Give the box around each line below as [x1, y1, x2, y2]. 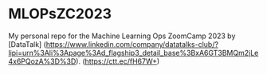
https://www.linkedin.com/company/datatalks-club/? [45, 39, 219, 49]
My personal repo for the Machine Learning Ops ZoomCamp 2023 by [8, 31, 236, 41]
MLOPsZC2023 [8, 5, 112, 23]
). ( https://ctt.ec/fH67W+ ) [75, 56, 160, 66]
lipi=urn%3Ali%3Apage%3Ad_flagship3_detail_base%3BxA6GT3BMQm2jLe [8, 48, 259, 57]
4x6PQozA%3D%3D [8, 56, 77, 66]
